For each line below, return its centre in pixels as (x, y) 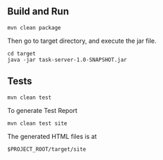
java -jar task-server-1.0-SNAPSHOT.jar (67, 60)
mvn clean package (34, 27)
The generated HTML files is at (52, 136)
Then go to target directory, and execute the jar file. (82, 41)
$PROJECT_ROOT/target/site (47, 149)
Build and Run (38, 12)
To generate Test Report (43, 110)
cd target (22, 53)
